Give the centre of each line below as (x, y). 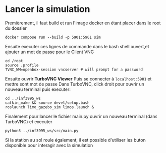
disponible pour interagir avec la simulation (49, 145)
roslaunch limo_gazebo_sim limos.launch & (50, 107)
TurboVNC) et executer (29, 121)
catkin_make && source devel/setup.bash (48, 103)
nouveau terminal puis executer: (38, 89)
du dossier (16, 28)
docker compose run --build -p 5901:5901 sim (53, 37)
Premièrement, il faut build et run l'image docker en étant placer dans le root (83, 23)
